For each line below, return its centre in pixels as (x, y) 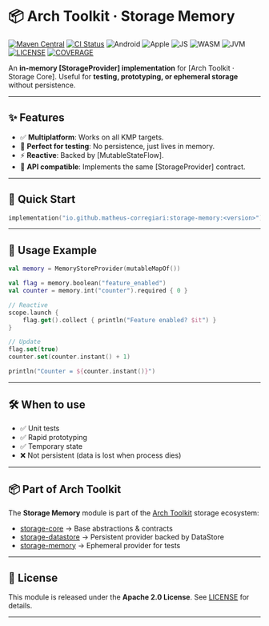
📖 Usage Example (53, 250)
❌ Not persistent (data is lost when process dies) (100, 455)
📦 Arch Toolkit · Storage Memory (122, 16)
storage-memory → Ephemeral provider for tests (100, 545)
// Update (25, 342)
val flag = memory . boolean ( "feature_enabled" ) (87, 283)
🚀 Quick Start (42, 199)
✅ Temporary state (51, 446)
